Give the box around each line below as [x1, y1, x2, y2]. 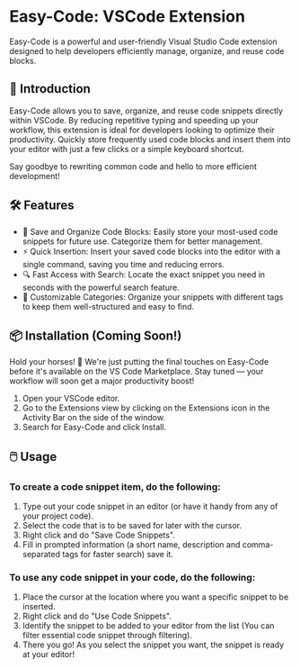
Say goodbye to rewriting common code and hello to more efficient [9, 160, 258, 172]
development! [9, 170, 60, 181]
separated [22, 549, 61, 560]
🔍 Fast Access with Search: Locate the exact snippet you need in [22, 268, 266, 280]
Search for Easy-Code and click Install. [22, 421, 167, 433]
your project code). [22, 510, 94, 521]
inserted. [22, 601, 56, 612]
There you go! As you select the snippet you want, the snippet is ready [22, 639, 285, 650]
